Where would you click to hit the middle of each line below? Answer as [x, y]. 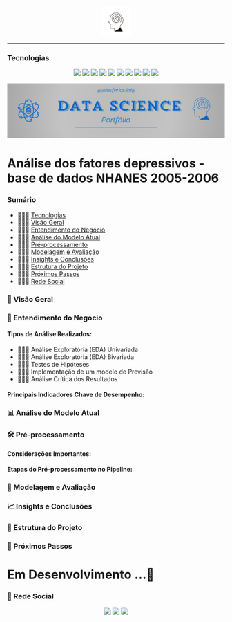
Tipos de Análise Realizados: [49, 334]
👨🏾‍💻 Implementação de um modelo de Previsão [85, 372]
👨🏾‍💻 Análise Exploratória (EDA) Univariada [78, 349]
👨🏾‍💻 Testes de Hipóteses [53, 364]
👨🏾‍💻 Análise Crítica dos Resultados [67, 378]
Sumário [22, 200]
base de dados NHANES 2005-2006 [113, 178]
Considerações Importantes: [49, 454]
